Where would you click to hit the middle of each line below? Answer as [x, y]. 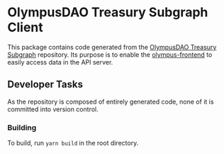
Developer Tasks [45, 85]
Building [22, 127]
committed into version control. [53, 109]
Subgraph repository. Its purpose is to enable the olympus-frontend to [110, 55]
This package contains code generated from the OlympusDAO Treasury [112, 47]
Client [26, 27]
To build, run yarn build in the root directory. [73, 143]
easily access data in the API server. [60, 62]
